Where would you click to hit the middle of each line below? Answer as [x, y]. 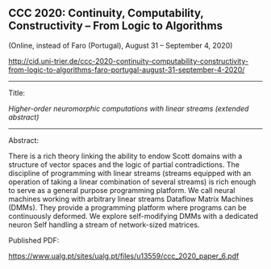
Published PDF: [34, 240]
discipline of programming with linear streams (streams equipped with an [130, 173]
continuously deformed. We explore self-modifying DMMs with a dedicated [133, 216]
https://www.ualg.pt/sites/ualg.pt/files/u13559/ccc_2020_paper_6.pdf [124, 256]
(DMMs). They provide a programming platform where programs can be [128, 207]
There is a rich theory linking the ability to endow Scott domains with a [125, 156]
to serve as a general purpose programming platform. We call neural [122, 190]
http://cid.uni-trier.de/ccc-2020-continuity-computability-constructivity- [128, 61]
